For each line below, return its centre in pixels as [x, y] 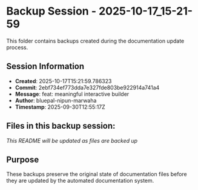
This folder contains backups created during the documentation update [95, 41]
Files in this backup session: [61, 126]
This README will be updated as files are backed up [72, 140]
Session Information [45, 66]
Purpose [23, 159]
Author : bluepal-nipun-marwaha [56, 100]
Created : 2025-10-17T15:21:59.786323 [63, 81]
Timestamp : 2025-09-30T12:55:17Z [60, 107]
